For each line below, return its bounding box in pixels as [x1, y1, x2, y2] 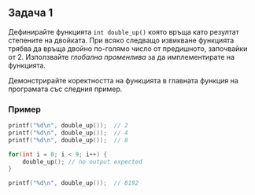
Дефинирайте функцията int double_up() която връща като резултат [8, 27, 240, 36]
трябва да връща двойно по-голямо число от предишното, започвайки [8, 43, 248, 53]
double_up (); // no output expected [22, 157, 143, 166]
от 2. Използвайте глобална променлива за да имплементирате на [8, 52, 235, 61]
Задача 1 [8, 6, 54, 20]
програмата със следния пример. [8, 84, 123, 94]
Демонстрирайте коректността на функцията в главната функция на [8, 75, 238, 85]
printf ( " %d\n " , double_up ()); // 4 [8, 129, 128, 137]
